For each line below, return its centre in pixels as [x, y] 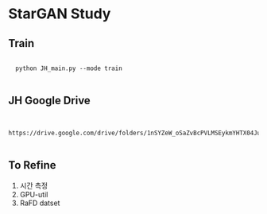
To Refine [33, 165]
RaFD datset [40, 203]
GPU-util [34, 194]
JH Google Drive [50, 101]
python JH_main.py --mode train [69, 68]
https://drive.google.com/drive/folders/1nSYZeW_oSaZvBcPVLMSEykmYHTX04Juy [136, 133]
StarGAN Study [60, 14]
